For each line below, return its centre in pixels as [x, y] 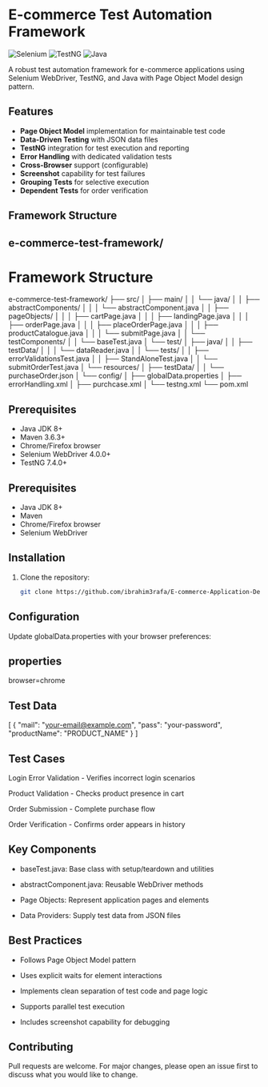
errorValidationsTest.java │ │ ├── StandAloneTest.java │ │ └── [113, 359]
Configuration [44, 617]
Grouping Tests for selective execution [84, 182]
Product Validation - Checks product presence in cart [96, 793]
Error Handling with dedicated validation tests [96, 156]
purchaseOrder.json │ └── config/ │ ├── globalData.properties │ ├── [125, 376]
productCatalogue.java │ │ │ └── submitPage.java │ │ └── [107, 333]
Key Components [52, 850]
